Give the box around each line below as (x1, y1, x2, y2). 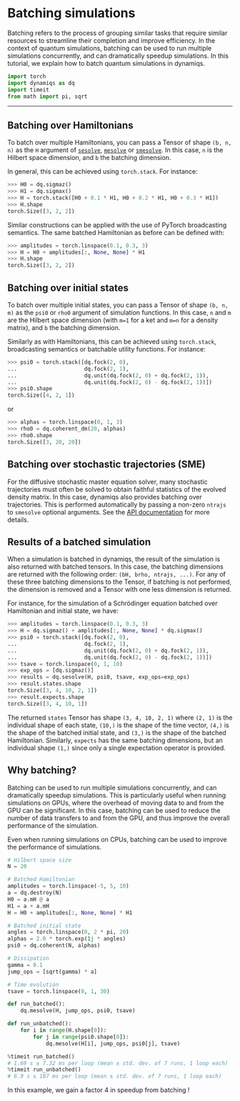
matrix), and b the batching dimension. (7, 323, 121, 332)
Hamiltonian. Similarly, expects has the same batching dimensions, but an (7, 736, 224, 744)
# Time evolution (7, 981, 59, 988)
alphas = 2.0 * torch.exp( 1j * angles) (7, 935, 126, 942)
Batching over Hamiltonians (7, 119, 134, 131)
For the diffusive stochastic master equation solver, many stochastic (7, 477, 209, 486)
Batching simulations (7, 5, 136, 21)
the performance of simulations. (7, 842, 102, 851)
